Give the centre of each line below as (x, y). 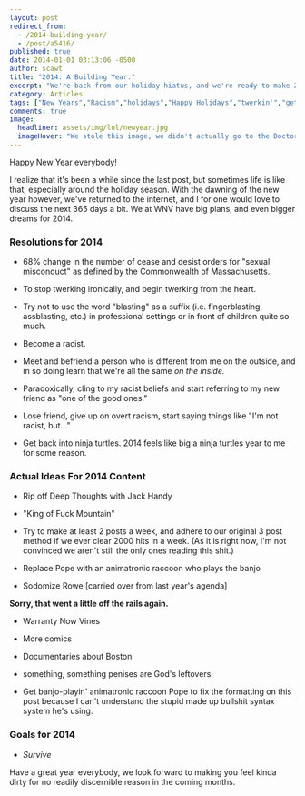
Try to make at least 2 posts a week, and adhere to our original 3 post (152, 531)
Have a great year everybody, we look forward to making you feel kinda (143, 772)
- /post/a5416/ (46, 43)
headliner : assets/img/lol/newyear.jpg (93, 128)
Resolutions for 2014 (56, 242)
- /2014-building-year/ (62, 35)
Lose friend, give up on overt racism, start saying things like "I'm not (150, 416)
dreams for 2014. (41, 218)
